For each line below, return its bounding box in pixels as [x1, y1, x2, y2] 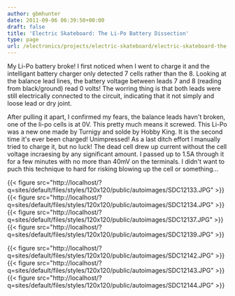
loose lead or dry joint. [7, 99, 72, 107]
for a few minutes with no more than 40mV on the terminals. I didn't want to [7, 157, 225, 165]
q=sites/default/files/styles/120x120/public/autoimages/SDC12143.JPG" [7, 267, 214, 274]
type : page [7, 36, 39, 43]
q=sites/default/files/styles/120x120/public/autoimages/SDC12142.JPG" [7, 251, 214, 260]
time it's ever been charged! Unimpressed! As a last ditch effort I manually [7, 135, 221, 143]
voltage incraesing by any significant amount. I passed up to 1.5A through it [7, 150, 225, 158]
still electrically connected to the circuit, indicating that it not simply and [7, 92, 215, 100]
